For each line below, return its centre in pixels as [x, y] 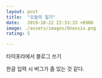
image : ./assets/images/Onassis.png [51, 28]
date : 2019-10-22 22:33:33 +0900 [50, 22]
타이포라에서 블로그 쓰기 [34, 56]
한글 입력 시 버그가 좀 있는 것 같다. [45, 69]
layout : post [22, 12]
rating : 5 [18, 34]
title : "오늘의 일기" [31, 17]
